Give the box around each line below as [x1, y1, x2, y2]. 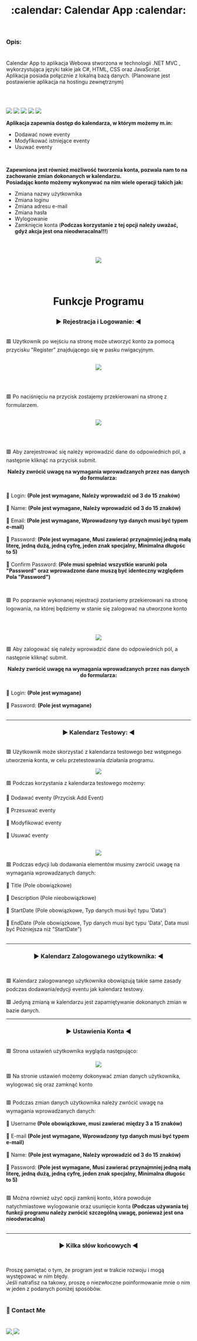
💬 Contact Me [6, 1306, 46, 1314]
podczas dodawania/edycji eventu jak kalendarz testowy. [6, 986, 145, 993]
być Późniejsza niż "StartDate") [6, 925, 82, 932]
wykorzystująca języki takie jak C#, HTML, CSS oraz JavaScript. [6, 66, 161, 73]
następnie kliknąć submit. [6, 654, 68, 661]
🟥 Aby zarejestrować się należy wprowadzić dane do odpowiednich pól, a [6, 448, 186, 455]
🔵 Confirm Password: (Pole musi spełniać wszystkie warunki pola [6, 561, 168, 568]
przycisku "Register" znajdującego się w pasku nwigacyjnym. [6, 346, 155, 353]
